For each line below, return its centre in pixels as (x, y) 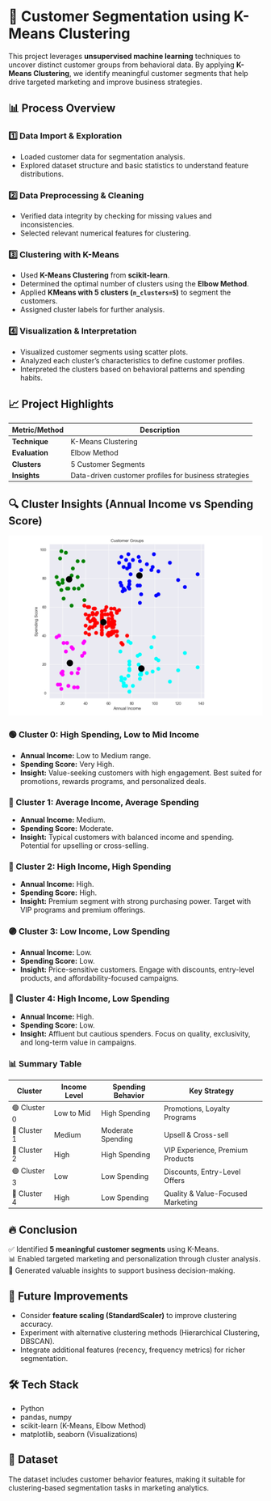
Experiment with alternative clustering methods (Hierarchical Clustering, (140, 1332)
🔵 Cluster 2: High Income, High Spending (90, 867)
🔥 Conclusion (43, 1230)
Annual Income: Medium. (63, 820)
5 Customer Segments (108, 464)
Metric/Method (38, 430)
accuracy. (37, 1324)
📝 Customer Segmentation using (120, 17)
